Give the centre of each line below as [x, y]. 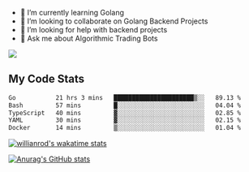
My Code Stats [47, 79]
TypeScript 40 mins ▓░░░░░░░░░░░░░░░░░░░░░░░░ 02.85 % [125, 113]
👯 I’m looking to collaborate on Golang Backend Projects [114, 21]
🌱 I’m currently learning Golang [72, 13]
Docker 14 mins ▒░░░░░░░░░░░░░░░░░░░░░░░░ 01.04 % [125, 128]
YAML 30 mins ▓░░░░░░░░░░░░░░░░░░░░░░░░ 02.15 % [125, 120]
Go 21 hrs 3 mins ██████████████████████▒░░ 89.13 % [125, 97]
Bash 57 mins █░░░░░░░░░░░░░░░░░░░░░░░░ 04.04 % [125, 105]
